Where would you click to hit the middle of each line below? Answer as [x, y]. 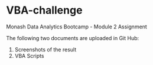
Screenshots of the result [45, 49]
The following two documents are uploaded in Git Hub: [73, 38]
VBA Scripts [29, 56]
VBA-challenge [44, 10]
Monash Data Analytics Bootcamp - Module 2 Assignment [77, 27]
